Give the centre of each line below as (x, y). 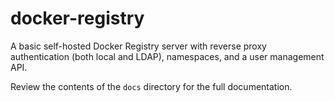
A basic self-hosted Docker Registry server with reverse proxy (138, 46)
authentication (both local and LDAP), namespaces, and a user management (167, 56)
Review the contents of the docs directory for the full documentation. (151, 86)
